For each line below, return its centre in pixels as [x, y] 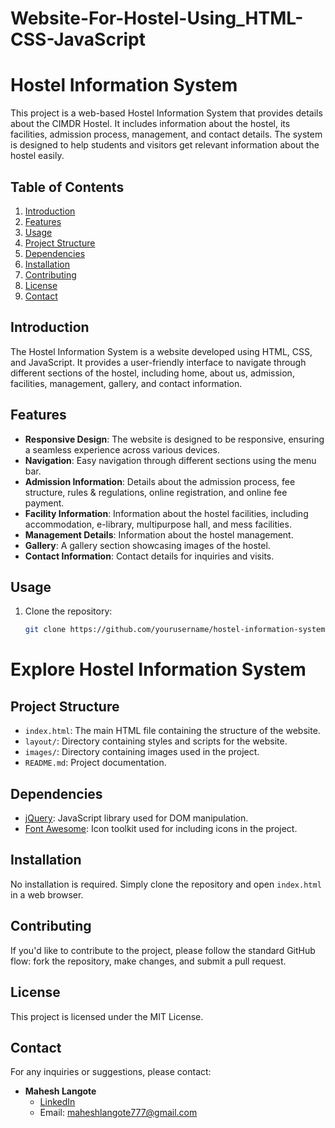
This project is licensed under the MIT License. [107, 1016]
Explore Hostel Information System [158, 669]
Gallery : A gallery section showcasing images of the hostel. [147, 545]
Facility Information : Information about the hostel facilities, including [166, 513]
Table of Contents [67, 187]
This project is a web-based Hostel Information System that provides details [166, 113]
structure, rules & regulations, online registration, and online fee [156, 492]
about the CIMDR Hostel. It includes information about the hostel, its [150, 124]
